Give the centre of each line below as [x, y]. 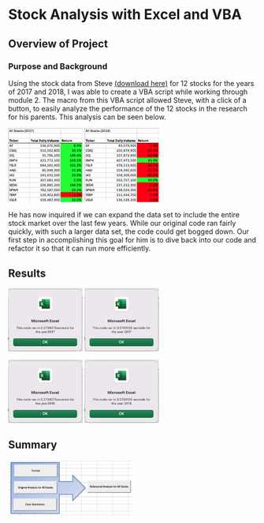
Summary [33, 445]
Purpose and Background [58, 66]
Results [27, 273]
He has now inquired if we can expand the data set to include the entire [124, 215]
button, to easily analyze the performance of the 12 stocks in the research [128, 108]
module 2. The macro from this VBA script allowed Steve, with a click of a [127, 100]
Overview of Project [58, 44]
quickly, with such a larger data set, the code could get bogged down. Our [129, 231]
